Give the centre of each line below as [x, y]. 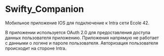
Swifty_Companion [44, 9]
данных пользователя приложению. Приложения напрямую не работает [82, 38]
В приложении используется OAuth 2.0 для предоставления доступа [78, 32]
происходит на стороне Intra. [36, 48]
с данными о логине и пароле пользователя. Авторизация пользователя [82, 43]
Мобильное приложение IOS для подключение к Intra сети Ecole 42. [77, 23]
